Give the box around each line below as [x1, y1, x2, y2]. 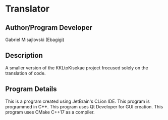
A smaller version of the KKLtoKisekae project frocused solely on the [5, 64, 148, 71]
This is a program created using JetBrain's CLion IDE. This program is [5, 98, 150, 104]
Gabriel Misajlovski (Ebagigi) [5, 36, 65, 43]
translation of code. [5, 70, 46, 76]
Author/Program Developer [5, 23, 92, 32]
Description [5, 51, 43, 60]
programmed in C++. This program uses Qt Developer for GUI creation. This [5, 103, 163, 109]
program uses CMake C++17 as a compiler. [5, 109, 95, 115]
